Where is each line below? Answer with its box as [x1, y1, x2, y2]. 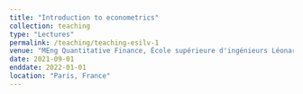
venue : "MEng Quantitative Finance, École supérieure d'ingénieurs [9, 47, 269, 56]
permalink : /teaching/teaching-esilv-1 [9, 38, 160, 47]
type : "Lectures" [9, 30, 75, 38]
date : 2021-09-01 [9, 55, 75, 64]
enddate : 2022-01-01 [9, 64, 87, 73]
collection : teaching [9, 21, 91, 30]
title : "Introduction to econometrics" [9, 13, 160, 22]
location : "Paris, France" [9, 72, 111, 81]
